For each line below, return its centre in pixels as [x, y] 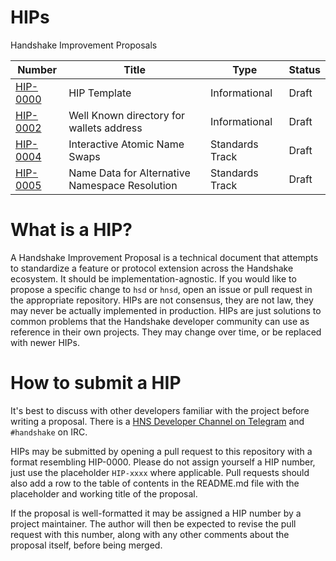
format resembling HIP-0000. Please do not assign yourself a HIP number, [163, 462]
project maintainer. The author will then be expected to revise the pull [153, 523]
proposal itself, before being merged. [86, 545]
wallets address [105, 128]
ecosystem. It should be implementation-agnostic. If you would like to [153, 278]
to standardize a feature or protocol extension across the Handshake [152, 268]
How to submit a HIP [96, 383]
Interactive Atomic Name [126, 144]
